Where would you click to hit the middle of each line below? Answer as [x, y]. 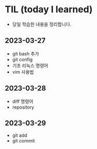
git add [20, 135]
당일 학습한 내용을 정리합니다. [42, 24]
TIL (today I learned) [49, 9]
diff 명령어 [23, 101]
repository [23, 107]
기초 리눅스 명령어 [30, 66]
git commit [24, 141]
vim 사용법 [23, 72]
